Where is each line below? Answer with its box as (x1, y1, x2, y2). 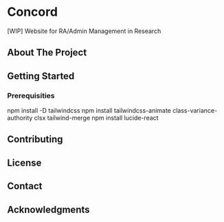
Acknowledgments (7, 203, 91, 215)
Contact (7, 180, 43, 192)
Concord (7, 4, 58, 20)
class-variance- (172, 107, 218, 115)
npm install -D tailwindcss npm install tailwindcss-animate (7, 107, 172, 115)
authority (7, 114, 33, 122)
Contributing (7, 133, 63, 145)
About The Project (7, 47, 87, 58)
